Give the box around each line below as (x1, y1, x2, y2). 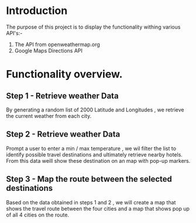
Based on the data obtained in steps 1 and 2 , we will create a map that (6, 198, 176, 205)
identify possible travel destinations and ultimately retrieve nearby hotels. (6, 151, 183, 158)
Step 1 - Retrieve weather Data (6, 90, 119, 100)
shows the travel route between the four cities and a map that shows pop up (6, 205, 190, 212)
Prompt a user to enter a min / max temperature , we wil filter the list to (6, 145, 177, 152)
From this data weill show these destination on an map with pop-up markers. (6, 157, 191, 164)
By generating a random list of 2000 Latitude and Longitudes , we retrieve (6, 106, 184, 113)
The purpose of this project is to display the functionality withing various (6, 23, 181, 30)
